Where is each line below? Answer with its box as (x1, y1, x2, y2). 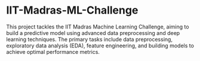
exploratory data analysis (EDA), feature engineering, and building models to (6, 42, 194, 49)
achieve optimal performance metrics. (6, 48, 100, 55)
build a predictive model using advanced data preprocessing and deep (6, 29, 180, 36)
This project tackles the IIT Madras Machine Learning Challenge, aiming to (6, 23, 189, 30)
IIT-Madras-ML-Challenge (6, 4, 139, 17)
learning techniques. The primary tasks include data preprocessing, (6, 36, 173, 43)
